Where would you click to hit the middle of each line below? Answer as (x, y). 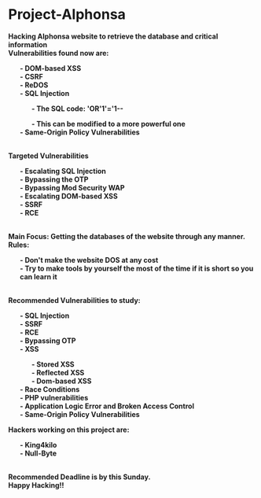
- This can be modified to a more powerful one (108, 124)
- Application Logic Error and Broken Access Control (107, 406)
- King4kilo (38, 445)
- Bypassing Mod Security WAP (72, 187)
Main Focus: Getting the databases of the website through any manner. (127, 236)
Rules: (19, 245)
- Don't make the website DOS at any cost (89, 260)
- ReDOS (34, 85)
